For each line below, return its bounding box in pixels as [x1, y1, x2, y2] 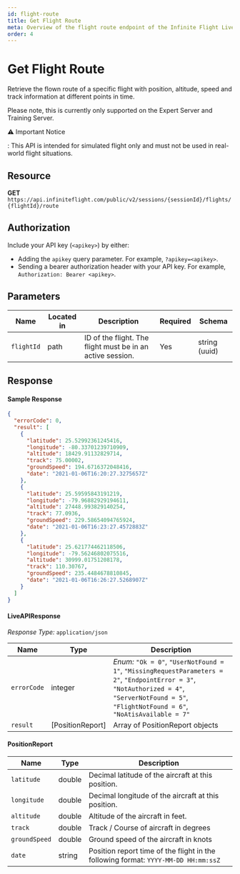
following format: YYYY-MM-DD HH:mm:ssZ [88, 855, 221, 865]
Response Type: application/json [7, 628, 109, 636]
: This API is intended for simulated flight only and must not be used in [7, 141, 214, 150]
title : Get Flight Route [7, 17, 81, 24]
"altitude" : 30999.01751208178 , [26, 556, 123, 564]
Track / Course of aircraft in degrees [88, 823, 211, 833]
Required [159, 316, 191, 326]
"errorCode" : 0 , [14, 417, 62, 425]
